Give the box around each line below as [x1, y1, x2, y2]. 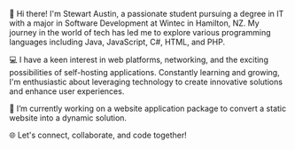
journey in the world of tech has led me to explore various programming [9, 27, 272, 37]
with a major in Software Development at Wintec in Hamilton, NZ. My [9, 18, 260, 28]
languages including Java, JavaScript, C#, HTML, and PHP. [9, 36, 226, 47]
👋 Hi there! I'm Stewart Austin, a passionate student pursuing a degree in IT [9, 9, 284, 19]
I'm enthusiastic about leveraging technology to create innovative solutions [9, 76, 283, 87]
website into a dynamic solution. [9, 113, 127, 123]
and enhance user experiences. [9, 86, 125, 97]
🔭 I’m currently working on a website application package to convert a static [9, 103, 286, 114]
